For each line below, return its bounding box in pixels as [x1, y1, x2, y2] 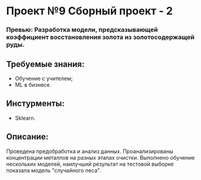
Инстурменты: [6, 99, 65, 109]
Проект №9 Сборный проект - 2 [6, 4, 173, 18]
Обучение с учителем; [14, 75, 73, 82]
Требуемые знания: [6, 59, 85, 69]
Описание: [6, 132, 49, 142]
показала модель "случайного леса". [6, 166, 101, 174]
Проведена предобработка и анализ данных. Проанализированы [6, 148, 173, 155]
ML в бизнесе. [14, 81, 52, 88]
